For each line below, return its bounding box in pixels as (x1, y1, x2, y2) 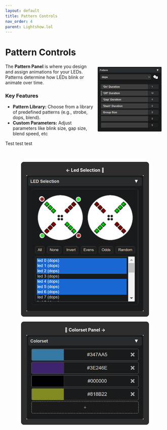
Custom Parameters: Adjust (12, 120, 72, 126)
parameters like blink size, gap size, (12, 125, 88, 131)
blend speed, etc (12, 131, 48, 137)
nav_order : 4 (5, 19, 33, 24)
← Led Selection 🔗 (65, 167, 105, 173)
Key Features (5, 92, 39, 99)
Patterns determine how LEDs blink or (5, 74, 85, 81)
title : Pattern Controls (5, 13, 58, 19)
